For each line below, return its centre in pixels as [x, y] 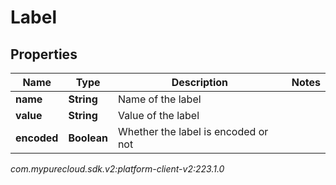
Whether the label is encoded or [193, 131]
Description [200, 82]
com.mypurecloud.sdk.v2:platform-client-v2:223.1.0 [117, 169]
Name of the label [159, 99]
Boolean [88, 138]
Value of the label [158, 115]
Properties [44, 54]
